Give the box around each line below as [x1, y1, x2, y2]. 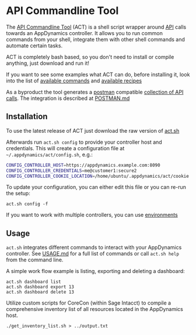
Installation [6, 112, 48, 122]
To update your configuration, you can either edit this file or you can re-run [6, 184, 187, 191]
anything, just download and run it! [6, 60, 89, 67]
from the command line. [6, 256, 64, 264]
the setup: [6, 190, 30, 197]
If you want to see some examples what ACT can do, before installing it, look [6, 71, 190, 78]
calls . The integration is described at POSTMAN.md [6, 95, 130, 102]
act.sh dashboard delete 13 [6, 289, 75, 295]
